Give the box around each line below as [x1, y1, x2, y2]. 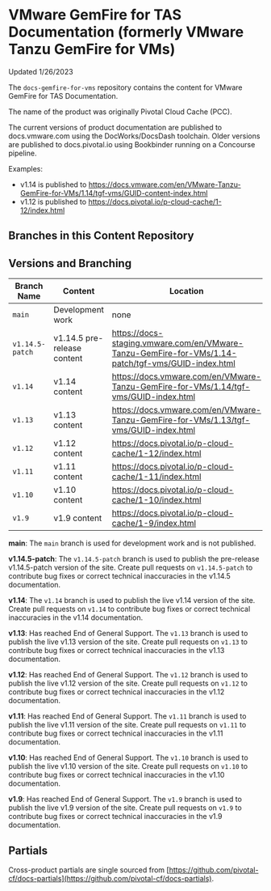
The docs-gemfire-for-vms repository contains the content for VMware [8, 83, 244, 92]
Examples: [8, 163, 43, 173]
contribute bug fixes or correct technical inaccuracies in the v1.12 [8, 687, 225, 697]
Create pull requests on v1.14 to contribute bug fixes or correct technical [8, 605, 251, 614]
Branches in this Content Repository [8, 229, 194, 243]
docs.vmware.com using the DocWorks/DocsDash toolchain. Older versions [8, 131, 261, 141]
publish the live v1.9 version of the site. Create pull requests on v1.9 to [8, 803, 242, 813]
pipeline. [8, 148, 37, 158]
